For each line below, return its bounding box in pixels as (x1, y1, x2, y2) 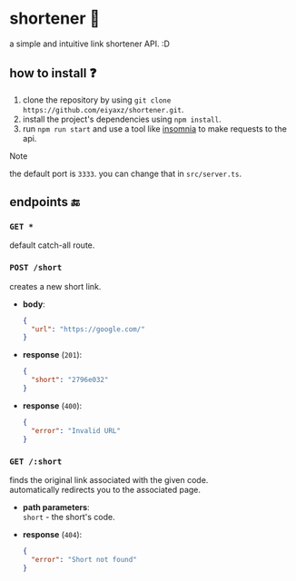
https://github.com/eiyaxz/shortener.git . (22, 103, 184, 114)
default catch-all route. (9, 240, 95, 251)
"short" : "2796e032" (31, 376, 109, 385)
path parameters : (22, 501, 90, 512)
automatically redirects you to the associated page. (9, 484, 202, 495)
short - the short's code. (22, 511, 115, 522)
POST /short (9, 262, 63, 273)
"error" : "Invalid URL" (31, 426, 121, 435)
